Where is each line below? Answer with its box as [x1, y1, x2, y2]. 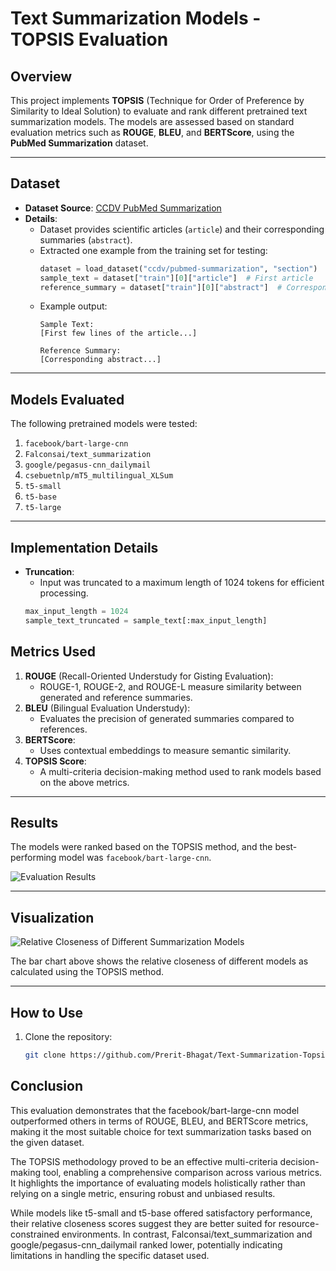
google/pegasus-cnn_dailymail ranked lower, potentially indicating [10, 1238, 283, 1251]
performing [10, 852, 57, 864]
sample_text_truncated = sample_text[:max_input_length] [24, 615, 268, 626]
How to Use [10, 1004, 84, 1021]
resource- [278, 1217, 320, 1229]
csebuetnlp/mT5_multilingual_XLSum [24, 471, 174, 481]
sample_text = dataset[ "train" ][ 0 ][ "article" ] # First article [39, 273, 314, 283]
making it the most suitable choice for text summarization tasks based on [10, 1125, 312, 1137]
